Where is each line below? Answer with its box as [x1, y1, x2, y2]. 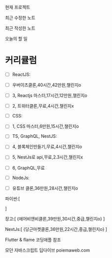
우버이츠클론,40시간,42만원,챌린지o [12, 82, 82, 88]
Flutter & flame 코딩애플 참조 [5, 236, 61, 243]
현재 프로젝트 [5, 4, 30, 10]
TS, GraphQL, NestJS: [12, 133, 57, 139]
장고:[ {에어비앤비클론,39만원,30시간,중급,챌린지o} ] [5, 216, 105, 221]
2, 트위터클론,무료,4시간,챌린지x [12, 103, 74, 109]
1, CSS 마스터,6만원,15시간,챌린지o [12, 123, 79, 129]
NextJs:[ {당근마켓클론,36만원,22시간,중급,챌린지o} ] [5, 226, 107, 232]
